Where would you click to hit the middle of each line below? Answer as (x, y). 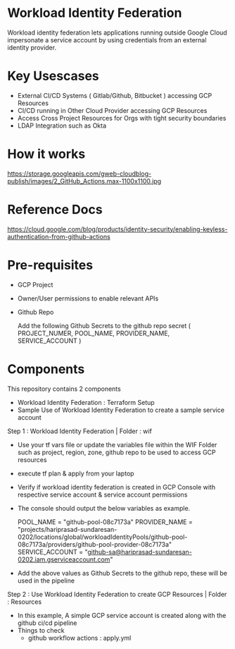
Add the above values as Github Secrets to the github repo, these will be (122, 573)
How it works (46, 154)
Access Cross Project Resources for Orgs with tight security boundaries (122, 118)
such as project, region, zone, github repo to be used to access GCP (116, 452)
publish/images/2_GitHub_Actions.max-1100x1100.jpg (84, 181)
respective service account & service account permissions (102, 495)
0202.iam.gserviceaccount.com (64, 559)
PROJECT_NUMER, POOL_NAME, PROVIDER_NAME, (94, 333)
